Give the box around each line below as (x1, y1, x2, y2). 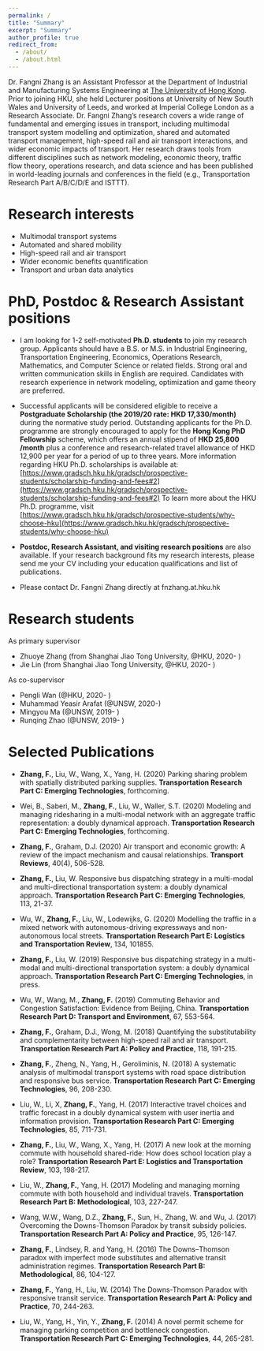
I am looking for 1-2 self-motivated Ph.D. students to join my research (19, 335, 247, 345)
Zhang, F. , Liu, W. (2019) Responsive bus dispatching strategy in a (19, 954, 235, 964)
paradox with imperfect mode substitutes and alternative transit (19, 1252, 226, 1262)
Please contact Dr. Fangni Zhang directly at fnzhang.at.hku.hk (19, 582, 221, 592)
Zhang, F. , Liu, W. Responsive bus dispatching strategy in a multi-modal (19, 873, 254, 883)
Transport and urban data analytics (19, 265, 134, 274)
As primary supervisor (8, 636, 80, 645)
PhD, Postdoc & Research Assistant (8, 293, 244, 310)
